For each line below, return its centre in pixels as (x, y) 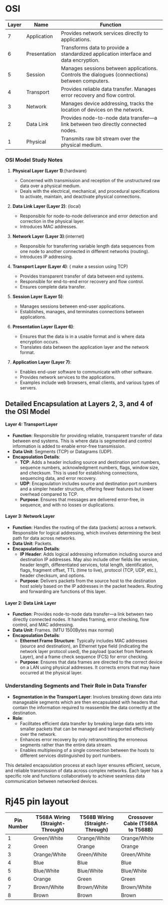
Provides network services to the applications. (68, 377)
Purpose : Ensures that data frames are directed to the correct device (91, 662)
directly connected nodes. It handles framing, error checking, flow (80, 619)
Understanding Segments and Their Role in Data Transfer (76, 686)
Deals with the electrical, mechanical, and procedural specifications (90, 191)
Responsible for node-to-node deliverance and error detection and (89, 216)
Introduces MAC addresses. (48, 227)
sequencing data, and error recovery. (58, 478)
